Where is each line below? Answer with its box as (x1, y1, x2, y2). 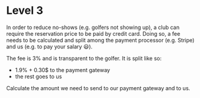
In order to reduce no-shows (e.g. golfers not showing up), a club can (6, 24, 180, 31)
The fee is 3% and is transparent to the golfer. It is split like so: (6, 54, 162, 62)
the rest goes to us (15, 73, 62, 80)
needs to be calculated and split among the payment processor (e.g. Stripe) (6, 36, 195, 44)
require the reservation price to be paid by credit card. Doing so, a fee (6, 30, 181, 37)
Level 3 (6, 4, 44, 18)
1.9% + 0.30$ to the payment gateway (15, 66, 111, 73)
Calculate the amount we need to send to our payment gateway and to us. (6, 84, 190, 91)
